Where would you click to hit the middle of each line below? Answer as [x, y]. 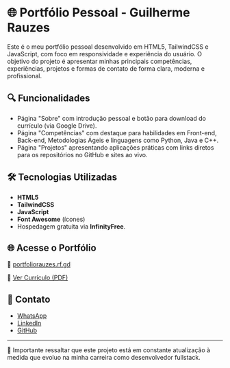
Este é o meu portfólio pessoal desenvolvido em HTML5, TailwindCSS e [108, 47]
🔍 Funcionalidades [49, 99]
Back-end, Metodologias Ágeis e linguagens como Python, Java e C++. [118, 140]
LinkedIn [29, 323]
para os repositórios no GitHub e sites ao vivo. [82, 154]
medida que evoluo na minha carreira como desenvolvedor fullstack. [104, 358]
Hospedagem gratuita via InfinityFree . [71, 226]
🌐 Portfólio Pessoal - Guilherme [99, 13]
